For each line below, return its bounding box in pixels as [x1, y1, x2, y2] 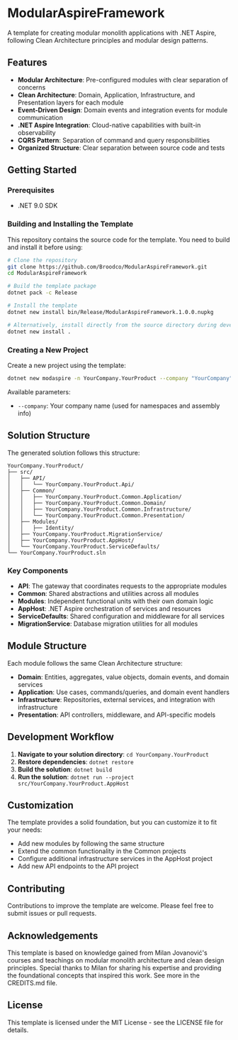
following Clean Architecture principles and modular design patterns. [7, 36, 209, 44]
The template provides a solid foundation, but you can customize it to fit [7, 818, 217, 827]
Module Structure [7, 640, 87, 652]
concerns [17, 83, 46, 92]
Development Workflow [7, 731, 115, 743]
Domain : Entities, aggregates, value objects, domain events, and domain [17, 673, 229, 681]
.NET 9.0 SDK [17, 201, 58, 210]
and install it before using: [7, 243, 83, 251]
